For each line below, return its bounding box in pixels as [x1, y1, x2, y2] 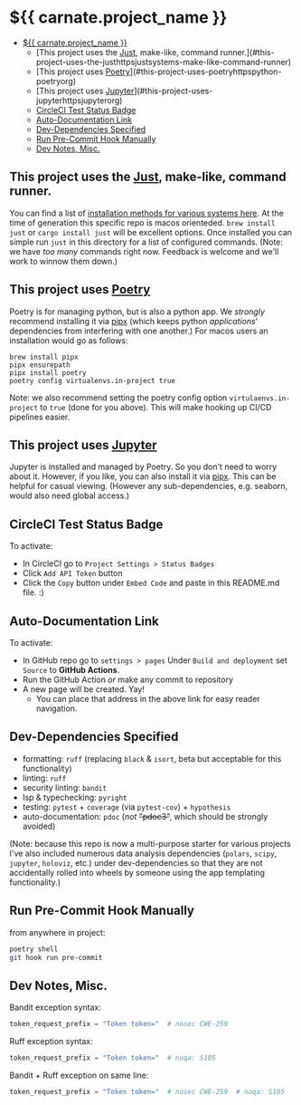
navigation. [35, 703, 78, 714]
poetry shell [9, 945, 59, 954]
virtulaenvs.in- [229, 393, 291, 403]
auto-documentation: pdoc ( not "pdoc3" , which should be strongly [22, 811, 268, 822]
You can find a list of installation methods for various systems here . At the [9, 207, 285, 218]
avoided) [22, 821, 56, 831]
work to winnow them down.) [9, 255, 118, 266]
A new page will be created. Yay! [22, 684, 145, 695]
